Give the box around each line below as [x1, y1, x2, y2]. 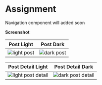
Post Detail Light [8, 63, 48, 70]
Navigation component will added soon [5, 20, 85, 26]
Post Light [8, 41, 34, 48]
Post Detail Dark [54, 63, 94, 70]
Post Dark [41, 41, 65, 48]
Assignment [5, 3, 56, 15]
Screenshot [5, 29, 30, 35]
